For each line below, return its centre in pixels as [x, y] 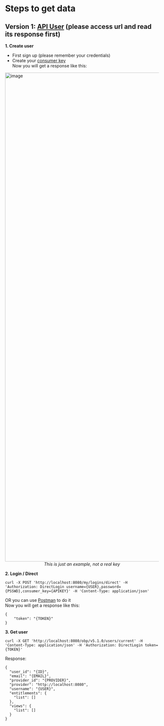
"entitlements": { [28, 693]
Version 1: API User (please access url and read [78, 27]
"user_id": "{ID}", [29, 672]
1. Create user [20, 46]
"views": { [20, 706]
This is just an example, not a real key [82, 564]
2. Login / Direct [21, 573]
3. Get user [17, 632]
